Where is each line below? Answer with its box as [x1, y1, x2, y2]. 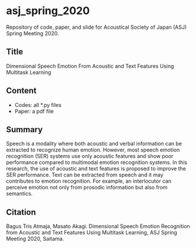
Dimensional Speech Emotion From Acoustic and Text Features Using [6, 62, 174, 69]
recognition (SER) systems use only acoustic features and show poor [6, 153, 174, 160]
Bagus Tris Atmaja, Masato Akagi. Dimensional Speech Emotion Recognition [6, 223, 190, 230]
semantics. [6, 190, 33, 197]
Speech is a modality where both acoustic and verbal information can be [6, 140, 182, 148]
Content [6, 86, 37, 96]
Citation [6, 207, 36, 217]
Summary [6, 125, 43, 135]
